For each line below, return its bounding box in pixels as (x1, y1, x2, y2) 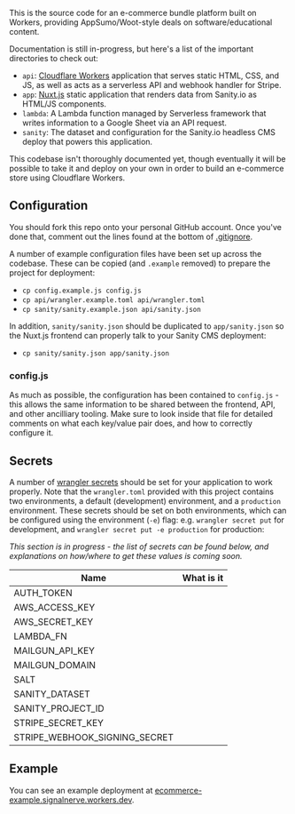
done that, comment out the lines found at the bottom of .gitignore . (9, 231, 253, 242)
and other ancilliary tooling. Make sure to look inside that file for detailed (9, 409, 273, 419)
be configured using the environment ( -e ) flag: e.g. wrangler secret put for (9, 515, 285, 525)
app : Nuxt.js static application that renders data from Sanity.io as (21, 89, 257, 100)
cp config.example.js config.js (21, 286, 142, 295)
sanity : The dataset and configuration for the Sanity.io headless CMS (21, 127, 276, 137)
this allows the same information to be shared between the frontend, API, (9, 399, 276, 410)
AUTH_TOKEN (13, 587, 73, 599)
